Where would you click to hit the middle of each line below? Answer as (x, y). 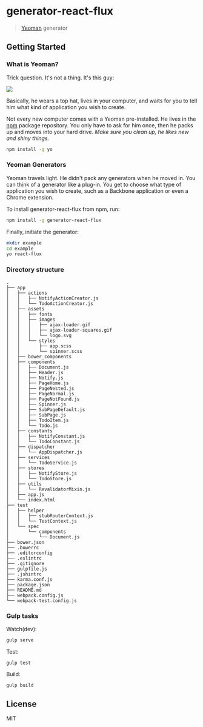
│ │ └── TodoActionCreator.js (50, 303)
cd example (20, 249)
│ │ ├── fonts (29, 314)
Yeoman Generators (36, 165)
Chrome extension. (30, 197)
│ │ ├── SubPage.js (36, 415)
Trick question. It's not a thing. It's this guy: (60, 78)
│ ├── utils (24, 484)
